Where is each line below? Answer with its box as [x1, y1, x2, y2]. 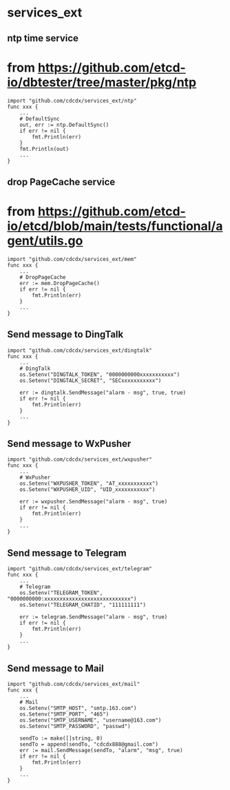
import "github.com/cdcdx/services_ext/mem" [7, 256, 137, 262]
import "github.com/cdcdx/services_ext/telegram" [7, 565, 153, 572]
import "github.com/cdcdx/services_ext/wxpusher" [7, 456, 153, 463]
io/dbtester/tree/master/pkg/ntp [7, 74, 197, 90]
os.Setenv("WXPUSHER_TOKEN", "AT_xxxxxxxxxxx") [19, 480, 158, 487]
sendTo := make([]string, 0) [19, 735, 103, 742]
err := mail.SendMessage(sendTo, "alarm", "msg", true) [19, 747, 184, 754]
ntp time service [7, 32, 79, 44]
